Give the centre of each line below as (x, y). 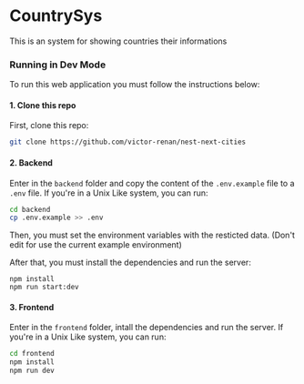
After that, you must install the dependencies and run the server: (131, 263)
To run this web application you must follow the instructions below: (135, 85)
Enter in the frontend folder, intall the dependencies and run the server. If (147, 328)
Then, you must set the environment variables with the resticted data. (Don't (152, 235)
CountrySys (56, 16)
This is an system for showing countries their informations (118, 41)
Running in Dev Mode (58, 65)
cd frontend (32, 354)
